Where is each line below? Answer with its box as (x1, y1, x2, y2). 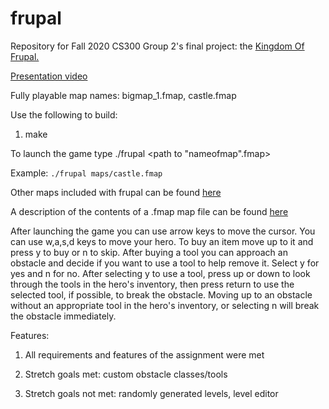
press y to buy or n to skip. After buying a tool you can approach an (10, 246, 288, 258)
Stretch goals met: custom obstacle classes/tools (24, 368, 228, 380)
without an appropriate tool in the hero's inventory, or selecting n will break (10, 299, 320, 311)
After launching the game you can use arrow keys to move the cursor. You (10, 225, 316, 237)
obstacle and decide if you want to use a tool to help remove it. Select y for (10, 257, 320, 269)
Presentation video (10, 70, 88, 82)
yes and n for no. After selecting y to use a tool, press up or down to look (10, 267, 311, 279)
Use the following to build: (10, 108, 118, 121)
